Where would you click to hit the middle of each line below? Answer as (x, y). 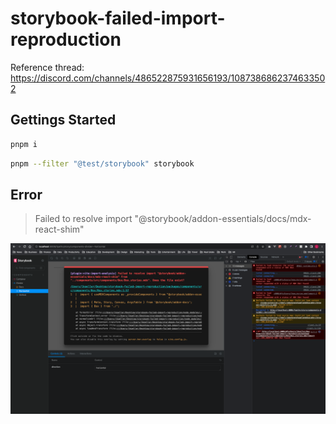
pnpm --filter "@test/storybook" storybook (102, 163)
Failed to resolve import (83, 219)
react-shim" (59, 229)
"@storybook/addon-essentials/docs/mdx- (223, 219)
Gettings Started (63, 120)
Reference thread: (47, 67)
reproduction (66, 39)
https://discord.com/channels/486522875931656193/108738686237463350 (168, 78)
